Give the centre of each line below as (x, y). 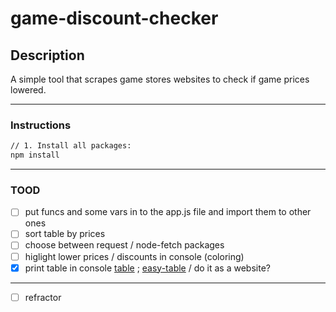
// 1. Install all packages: (71, 146)
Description (47, 55)
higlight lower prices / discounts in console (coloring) (134, 256)
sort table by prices (65, 234)
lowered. (28, 90)
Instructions (41, 125)
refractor (43, 297)
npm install (35, 155)
